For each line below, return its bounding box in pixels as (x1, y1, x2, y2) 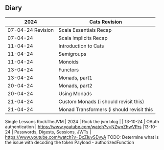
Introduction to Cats (58, 43, 104, 49)
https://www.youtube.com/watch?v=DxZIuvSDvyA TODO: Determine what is (5, 134, 159, 140)
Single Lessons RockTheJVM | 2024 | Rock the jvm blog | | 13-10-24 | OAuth (5, 118, 159, 124)
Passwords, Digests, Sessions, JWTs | (14, 129, 92, 135)
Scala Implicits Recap (58, 34, 108, 41)
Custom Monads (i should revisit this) (58, 98, 144, 105)
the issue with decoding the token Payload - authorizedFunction (5, 139, 135, 145)
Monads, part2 (58, 82, 93, 89)
